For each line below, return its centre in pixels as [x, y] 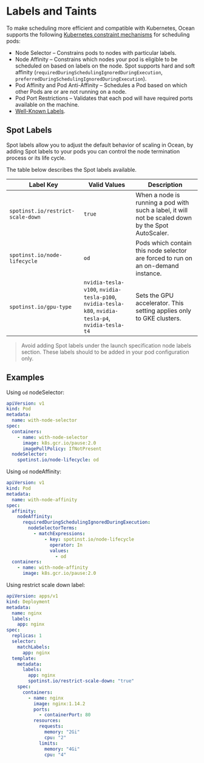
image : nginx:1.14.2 [59, 704]
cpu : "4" [56, 754]
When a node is [158, 195]
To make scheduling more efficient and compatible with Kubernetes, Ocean [101, 28]
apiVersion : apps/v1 [32, 596]
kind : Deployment [28, 602]
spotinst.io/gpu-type [40, 307]
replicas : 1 [27, 636]
